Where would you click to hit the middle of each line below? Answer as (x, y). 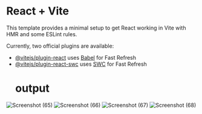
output (32, 88)
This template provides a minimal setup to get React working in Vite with (96, 28)
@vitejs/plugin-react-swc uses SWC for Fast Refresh (81, 64)
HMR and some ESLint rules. (42, 34)
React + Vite (38, 11)
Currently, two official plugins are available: (60, 46)
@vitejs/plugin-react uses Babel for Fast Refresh (76, 57)
